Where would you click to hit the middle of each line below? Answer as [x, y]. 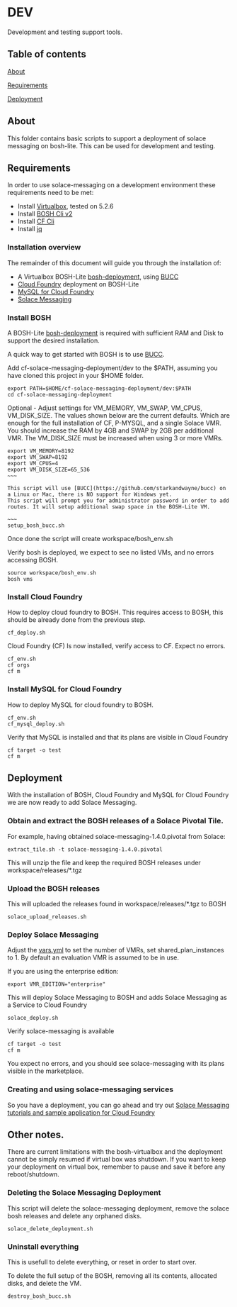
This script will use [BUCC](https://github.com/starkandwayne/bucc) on [117, 488]
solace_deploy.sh [33, 1018]
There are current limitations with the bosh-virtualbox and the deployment [115, 1152]
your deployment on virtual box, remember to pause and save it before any [116, 1167]
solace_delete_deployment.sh [50, 1229]
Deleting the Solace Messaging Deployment [84, 1193]
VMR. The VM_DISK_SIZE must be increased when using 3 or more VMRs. [115, 438]
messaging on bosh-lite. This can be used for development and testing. [111, 145]
